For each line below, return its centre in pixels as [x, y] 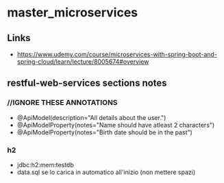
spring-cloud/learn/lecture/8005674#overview [83, 62]
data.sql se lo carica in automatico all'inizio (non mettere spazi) [106, 172]
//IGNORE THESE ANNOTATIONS [62, 103]
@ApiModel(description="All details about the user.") [91, 117]
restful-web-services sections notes [87, 83]
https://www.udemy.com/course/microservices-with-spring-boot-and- [117, 54]
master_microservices [73, 13]
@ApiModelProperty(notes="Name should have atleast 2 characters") [116, 125]
